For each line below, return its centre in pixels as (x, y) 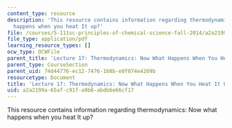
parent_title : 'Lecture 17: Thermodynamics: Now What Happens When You (112, 58)
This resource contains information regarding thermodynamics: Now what (112, 110)
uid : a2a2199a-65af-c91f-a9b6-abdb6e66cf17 (71, 90)
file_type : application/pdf (48, 39)
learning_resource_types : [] (49, 45)
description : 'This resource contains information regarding (97, 20)
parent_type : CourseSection (48, 65)
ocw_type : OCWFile (33, 52)
